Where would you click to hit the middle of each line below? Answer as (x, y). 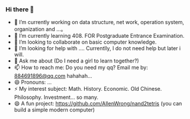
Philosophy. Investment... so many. (56, 97)
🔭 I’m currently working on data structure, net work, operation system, (99, 22)
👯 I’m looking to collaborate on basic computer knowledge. (85, 42)
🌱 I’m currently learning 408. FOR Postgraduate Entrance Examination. (99, 36)
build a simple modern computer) (54, 110)
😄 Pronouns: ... (33, 82)
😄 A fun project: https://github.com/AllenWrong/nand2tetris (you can (98, 104)
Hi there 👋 (20, 9)
